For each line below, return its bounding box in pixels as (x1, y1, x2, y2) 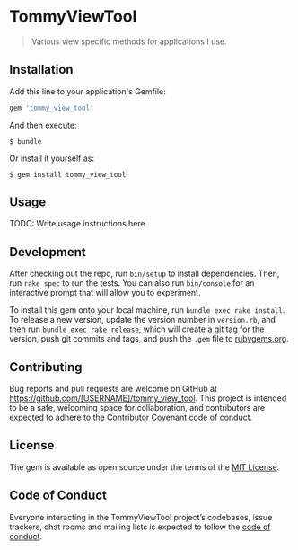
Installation (9, 62, 74, 77)
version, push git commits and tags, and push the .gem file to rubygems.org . (9, 333, 290, 344)
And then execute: (9, 120, 77, 130)
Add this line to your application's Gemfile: (9, 85, 166, 96)
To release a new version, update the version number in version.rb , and (9, 315, 276, 325)
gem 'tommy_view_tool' (9, 103, 94, 112)
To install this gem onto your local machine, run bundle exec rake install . (9, 305, 285, 315)
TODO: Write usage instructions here (9, 218, 145, 229)
